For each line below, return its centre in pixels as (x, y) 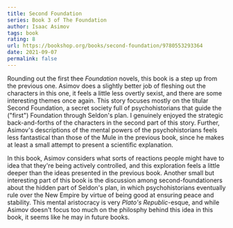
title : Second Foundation (44, 14)
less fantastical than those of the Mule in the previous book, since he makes (116, 137)
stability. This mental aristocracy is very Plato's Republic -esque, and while (113, 202)
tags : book (23, 33)
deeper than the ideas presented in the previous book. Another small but (111, 173)
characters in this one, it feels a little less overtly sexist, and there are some (115, 93)
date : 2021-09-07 (32, 53)
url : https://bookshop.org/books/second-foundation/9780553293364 (105, 46)
